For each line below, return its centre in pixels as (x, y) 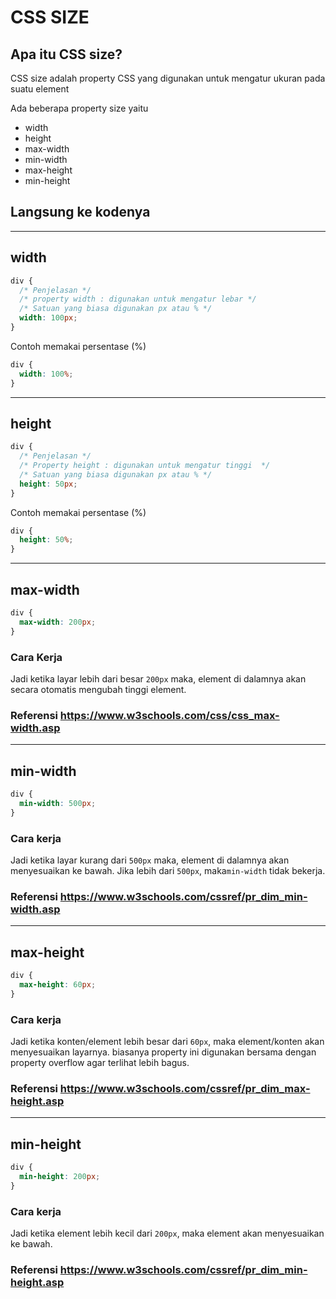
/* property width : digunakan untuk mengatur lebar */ (138, 299)
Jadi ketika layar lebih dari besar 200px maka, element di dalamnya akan (158, 678)
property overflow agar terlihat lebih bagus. (100, 1062)
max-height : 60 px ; (58, 984)
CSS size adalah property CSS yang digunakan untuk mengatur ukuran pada (168, 78)
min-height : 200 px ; (60, 1176)
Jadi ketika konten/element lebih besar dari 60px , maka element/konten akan (167, 1041)
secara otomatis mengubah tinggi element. (98, 689)
